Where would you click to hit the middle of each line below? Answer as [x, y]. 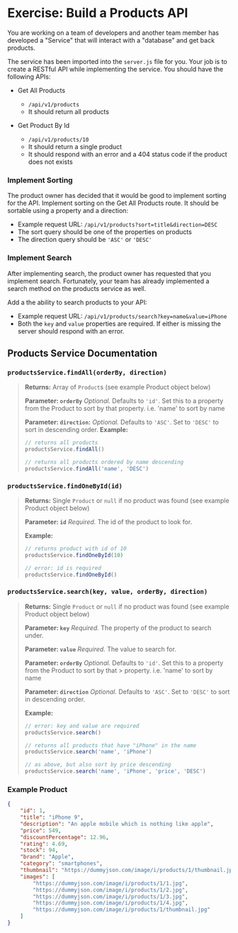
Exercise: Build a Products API [98, 13]
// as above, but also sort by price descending [98, 765]
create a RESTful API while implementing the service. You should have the [115, 69]
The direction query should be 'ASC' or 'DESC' [85, 240]
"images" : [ [38, 877]
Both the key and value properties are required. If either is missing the [119, 324]
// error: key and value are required [82, 726]
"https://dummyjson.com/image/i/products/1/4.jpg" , [111, 903]
